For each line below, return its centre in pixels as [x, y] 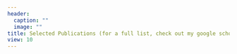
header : [19, 14]
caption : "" [31, 20]
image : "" [28, 27]
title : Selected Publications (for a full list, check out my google [112, 33]
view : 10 [20, 40]
